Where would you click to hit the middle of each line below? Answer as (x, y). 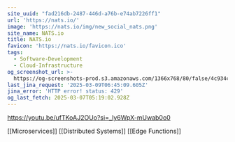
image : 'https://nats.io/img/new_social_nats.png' (83, 26)
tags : (15, 53)
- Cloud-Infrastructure (48, 65)
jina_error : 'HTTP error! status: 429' (65, 91)
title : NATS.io (29, 40)
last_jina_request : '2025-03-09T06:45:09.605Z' (78, 85)
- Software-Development (48, 59)
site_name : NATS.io (36, 33)
